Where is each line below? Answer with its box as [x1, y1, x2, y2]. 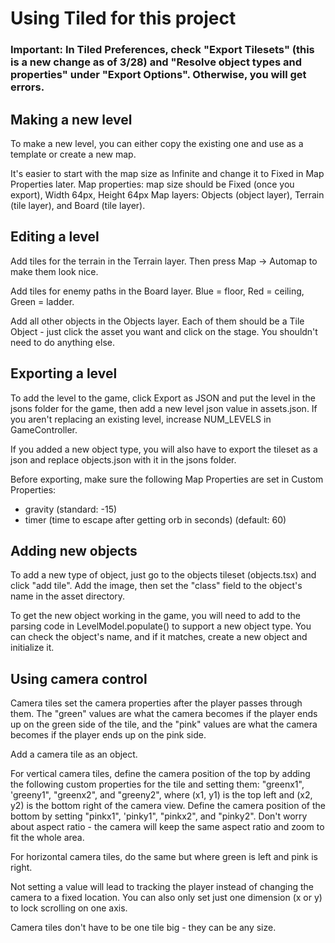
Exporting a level [10, 365, 118, 382]
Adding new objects [10, 542, 138, 559]
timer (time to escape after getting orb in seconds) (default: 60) [24, 513, 287, 526]
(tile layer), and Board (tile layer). [10, 199, 146, 211]
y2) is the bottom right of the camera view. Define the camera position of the [10, 800, 326, 812]
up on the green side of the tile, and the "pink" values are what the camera [10, 718, 318, 731]
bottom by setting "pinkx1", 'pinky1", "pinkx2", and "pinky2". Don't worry [10, 810, 308, 822]
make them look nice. [10, 265, 99, 277]
